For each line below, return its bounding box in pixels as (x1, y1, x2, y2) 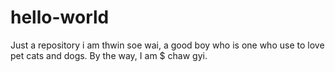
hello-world (10, 6, 110, 29)
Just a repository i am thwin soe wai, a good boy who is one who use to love (10, 39, 325, 51)
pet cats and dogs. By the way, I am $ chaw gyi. (10, 49, 208, 61)
